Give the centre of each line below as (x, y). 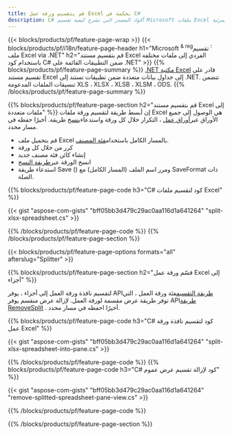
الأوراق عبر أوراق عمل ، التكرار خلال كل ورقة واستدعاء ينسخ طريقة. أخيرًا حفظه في (113, 120)
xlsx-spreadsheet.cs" (38, 218)
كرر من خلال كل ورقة (45, 148)
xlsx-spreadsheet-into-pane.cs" (53, 349)
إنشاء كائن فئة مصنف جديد (52, 155)
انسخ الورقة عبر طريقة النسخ (54, 162)
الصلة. (26, 177)
